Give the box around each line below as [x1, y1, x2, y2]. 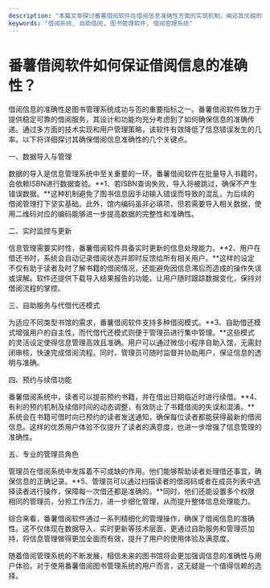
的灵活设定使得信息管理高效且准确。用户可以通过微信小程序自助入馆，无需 [8, 338, 255, 347]
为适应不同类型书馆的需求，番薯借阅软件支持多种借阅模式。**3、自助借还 [8, 318, 255, 327]
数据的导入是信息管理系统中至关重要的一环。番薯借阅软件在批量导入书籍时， [8, 169, 262, 179]
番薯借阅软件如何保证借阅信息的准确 [8, 56, 248, 75]
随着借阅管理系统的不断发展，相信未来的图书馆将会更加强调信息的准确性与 [8, 551, 255, 561]
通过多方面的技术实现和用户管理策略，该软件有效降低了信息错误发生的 [22, 125, 255, 134]
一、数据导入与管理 [8, 152, 72, 162]
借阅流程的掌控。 [8, 283, 65, 294]
